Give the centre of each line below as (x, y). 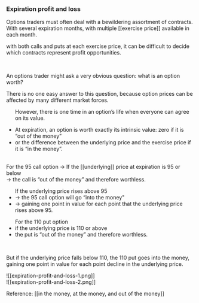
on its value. (30, 118)
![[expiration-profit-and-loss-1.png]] (50, 276)
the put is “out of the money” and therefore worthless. (81, 235)
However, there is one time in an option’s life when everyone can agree (102, 112)
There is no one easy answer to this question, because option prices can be (99, 94)
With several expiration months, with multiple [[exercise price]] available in (98, 28)
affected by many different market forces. (57, 100)
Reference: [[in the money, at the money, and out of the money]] (85, 294)
